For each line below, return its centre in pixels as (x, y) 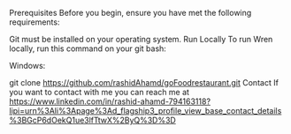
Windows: (27, 66)
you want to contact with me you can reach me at (100, 92)
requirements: (34, 22)
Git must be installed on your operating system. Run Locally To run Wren (141, 39)
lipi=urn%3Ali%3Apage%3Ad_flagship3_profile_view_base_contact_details (145, 111)
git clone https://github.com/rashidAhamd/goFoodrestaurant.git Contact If (144, 82)
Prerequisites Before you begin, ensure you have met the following (130, 13)
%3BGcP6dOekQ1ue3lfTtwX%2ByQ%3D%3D (93, 120)
